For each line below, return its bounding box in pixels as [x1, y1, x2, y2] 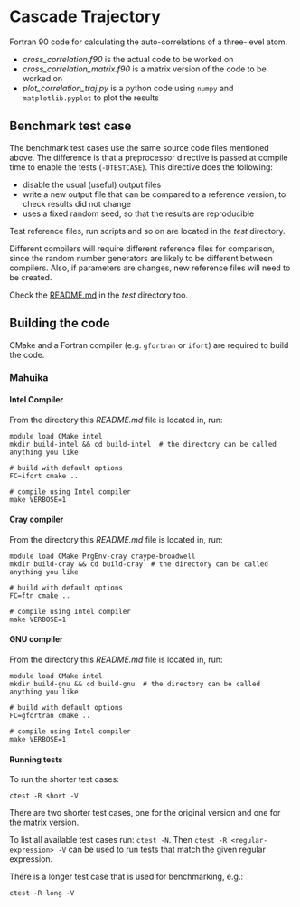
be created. [9, 271, 52, 282]
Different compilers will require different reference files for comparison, [9, 242, 276, 254]
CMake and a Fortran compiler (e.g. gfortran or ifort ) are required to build [9, 339, 289, 350]
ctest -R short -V [9, 791, 79, 801]
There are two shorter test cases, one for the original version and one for [9, 808, 281, 818]
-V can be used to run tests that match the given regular [57, 844, 267, 855]
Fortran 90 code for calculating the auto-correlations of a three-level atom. [9, 36, 288, 47]
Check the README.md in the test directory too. [9, 289, 188, 300]
